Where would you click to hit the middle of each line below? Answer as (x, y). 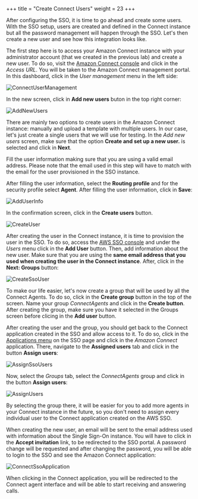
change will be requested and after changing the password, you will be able (99, 449)
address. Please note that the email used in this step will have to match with (99, 165)
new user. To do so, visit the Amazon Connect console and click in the (92, 63)
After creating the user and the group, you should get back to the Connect (97, 328)
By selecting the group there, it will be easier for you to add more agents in (98, 405)
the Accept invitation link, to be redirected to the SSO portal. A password (96, 442)
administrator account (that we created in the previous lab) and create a (94, 57)
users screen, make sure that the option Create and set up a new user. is (96, 141)
